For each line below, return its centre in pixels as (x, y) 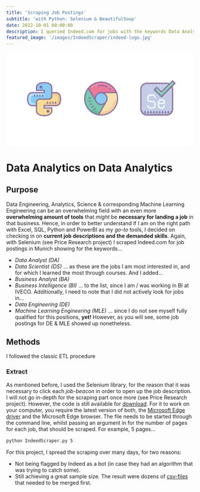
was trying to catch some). (48, 470)
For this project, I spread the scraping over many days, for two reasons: (94, 452)
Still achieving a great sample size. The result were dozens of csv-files (101, 476)
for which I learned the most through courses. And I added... (89, 273)
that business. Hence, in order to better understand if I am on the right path (98, 223)
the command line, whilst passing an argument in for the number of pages (97, 422)
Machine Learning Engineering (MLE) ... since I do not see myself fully (101, 310)
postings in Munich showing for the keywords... (64, 248)
